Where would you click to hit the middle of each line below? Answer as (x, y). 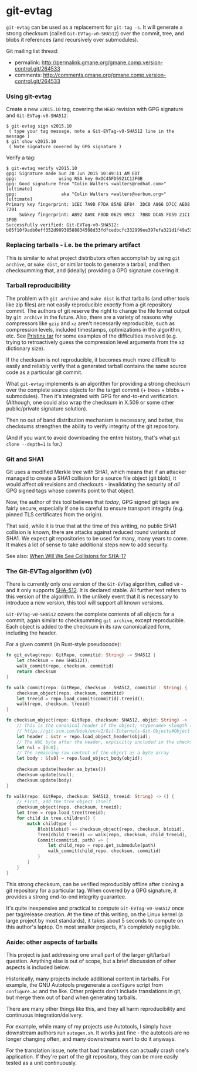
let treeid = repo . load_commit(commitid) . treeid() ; (81, 699)
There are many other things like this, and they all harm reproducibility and (96, 1008)
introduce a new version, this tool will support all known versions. (85, 603)
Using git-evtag (29, 96)
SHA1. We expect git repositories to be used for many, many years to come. (97, 539)
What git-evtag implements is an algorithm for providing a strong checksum (98, 383)
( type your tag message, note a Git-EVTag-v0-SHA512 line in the (91, 131)
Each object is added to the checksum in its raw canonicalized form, (89, 627)
